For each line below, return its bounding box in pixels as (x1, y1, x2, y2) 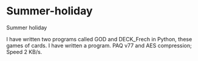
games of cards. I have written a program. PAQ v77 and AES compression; (6, 42, 193, 49)
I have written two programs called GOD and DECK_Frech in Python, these (6, 35, 193, 42)
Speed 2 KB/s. (6, 48, 43, 55)
